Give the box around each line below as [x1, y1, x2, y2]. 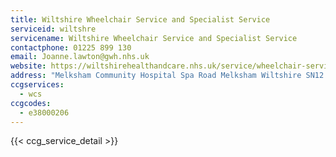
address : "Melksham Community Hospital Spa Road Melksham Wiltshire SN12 [10, 71, 325, 81]
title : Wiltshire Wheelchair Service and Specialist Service [10, 14, 271, 25]
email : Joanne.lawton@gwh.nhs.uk [10, 52, 150, 62]
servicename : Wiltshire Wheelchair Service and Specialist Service [10, 33, 298, 43]
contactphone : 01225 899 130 [10, 42, 132, 53]
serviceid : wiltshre [10, 24, 97, 34]
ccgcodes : [10, 98, 52, 108]
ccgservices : [10, 80, 65, 90]
